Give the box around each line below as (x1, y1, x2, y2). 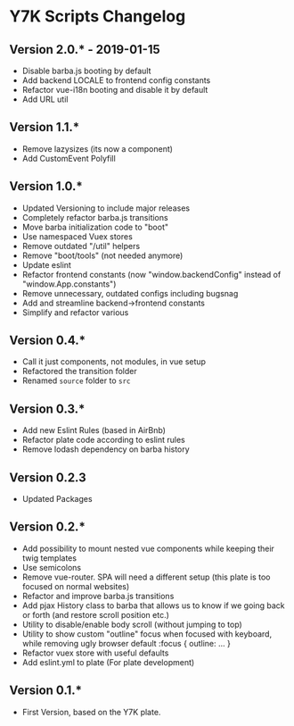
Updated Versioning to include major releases (21, 203, 190, 213)
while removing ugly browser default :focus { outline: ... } (21, 638, 232, 648)
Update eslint (21, 259, 71, 270)
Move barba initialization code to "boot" (21, 221, 169, 232)
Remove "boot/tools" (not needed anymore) (21, 250, 184, 261)
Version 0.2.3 (9, 470, 86, 485)
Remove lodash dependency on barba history (21, 444, 190, 455)
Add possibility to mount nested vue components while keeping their (21, 543, 274, 554)
